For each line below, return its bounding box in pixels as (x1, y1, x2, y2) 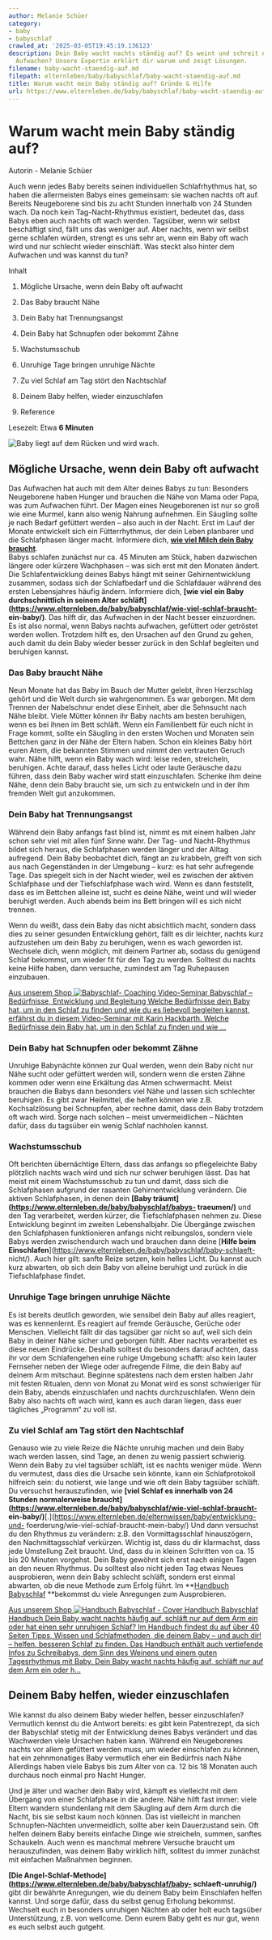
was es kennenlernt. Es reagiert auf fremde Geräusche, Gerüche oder (8, 1318, 241, 1328)
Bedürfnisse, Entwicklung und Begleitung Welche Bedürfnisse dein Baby (8, 996, 251, 1006)
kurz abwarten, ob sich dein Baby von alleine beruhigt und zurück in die (8, 1263, 248, 1272)
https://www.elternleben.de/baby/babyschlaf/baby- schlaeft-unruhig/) (11, 1878, 257, 1888)
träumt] (152, 1194, 180, 1203)
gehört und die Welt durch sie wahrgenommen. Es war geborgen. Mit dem (8, 694, 256, 704)
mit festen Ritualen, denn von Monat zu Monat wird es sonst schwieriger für (8, 1378, 261, 1388)
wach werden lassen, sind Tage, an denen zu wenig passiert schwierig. (8, 1451, 247, 1461)
